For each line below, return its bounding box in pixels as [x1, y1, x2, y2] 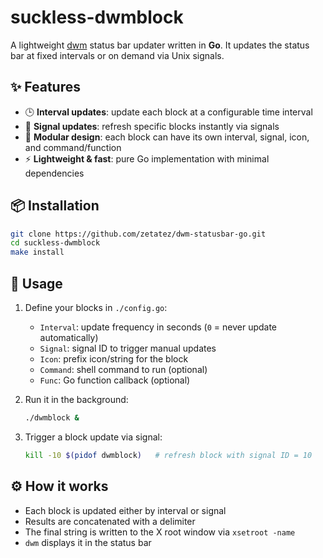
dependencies [24, 167, 85, 179]
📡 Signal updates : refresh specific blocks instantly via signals [24, 120, 280, 132]
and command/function [24, 141, 122, 153]
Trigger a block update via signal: [24, 431, 163, 443]
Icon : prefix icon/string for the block [39, 353, 189, 365]
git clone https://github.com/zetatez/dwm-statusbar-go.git [10, 229, 267, 239]
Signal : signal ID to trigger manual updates [39, 342, 217, 354]
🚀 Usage [10, 275, 63, 292]
